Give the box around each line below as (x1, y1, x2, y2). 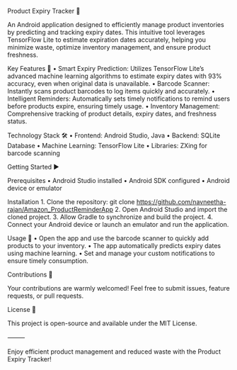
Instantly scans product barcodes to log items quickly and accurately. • (7, 87, 216, 95)
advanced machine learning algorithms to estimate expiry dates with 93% (7, 72, 223, 80)
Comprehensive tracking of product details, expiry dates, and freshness (7, 110, 217, 118)
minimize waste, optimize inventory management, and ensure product (7, 43, 211, 51)
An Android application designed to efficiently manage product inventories (7, 21, 224, 28)
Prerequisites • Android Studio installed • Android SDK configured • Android (7, 176, 230, 184)
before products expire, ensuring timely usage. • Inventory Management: (7, 102, 221, 110)
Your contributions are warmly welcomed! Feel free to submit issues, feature (7, 284, 230, 292)
